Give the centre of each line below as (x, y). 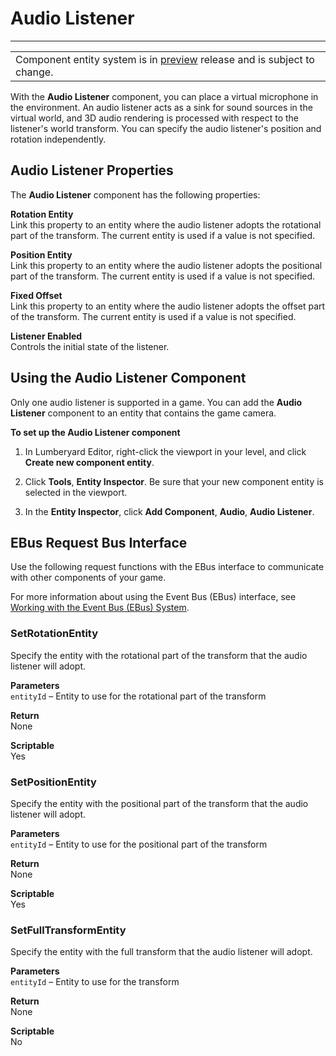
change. (34, 72)
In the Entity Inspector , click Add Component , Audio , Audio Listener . (169, 511)
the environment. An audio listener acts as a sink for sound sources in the (161, 107)
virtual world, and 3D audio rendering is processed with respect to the (154, 118)
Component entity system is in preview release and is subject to (165, 59)
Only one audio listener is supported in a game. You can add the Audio (156, 402)
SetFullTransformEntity (68, 930)
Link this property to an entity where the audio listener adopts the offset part (168, 306)
